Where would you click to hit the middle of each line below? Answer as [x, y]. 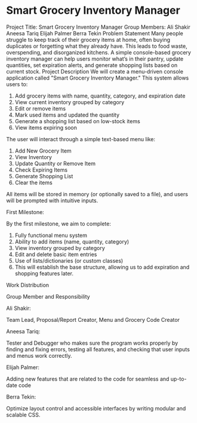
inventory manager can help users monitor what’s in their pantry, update [95, 59]
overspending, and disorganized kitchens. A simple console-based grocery [98, 52]
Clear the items [33, 182]
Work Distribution [28, 285]
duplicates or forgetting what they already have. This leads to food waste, [97, 46]
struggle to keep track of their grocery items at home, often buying [88, 39]
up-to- [178, 379]
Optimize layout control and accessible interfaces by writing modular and [96, 408]
